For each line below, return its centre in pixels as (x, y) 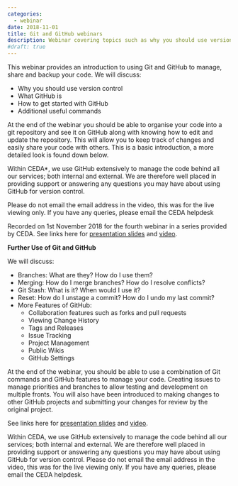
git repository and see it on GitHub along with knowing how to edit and (110, 132)
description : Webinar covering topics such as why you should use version (120, 40)
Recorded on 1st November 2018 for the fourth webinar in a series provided (117, 226)
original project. (30, 409)
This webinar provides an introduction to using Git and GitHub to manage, (114, 67)
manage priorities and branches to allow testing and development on (108, 387)
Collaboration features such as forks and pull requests (107, 313)
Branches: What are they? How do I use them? (85, 275)
